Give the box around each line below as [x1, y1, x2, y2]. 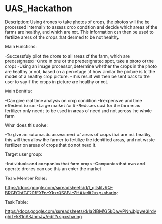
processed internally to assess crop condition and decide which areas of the [5, 24, 158, 30]
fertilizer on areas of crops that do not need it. [5, 142, 97, 148]
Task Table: [5, 199, 28, 205]
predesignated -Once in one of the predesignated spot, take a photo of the [5, 58, 154, 64]
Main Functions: [5, 44, 37, 49]
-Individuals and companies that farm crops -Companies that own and [5, 161, 145, 166]
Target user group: [5, 151, 43, 157]
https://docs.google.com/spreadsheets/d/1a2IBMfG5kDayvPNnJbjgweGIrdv [5, 209, 156, 214]
